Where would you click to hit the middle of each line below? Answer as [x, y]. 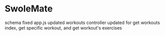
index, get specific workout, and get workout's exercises [63, 27]
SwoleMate [29, 9]
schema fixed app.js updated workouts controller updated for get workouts [82, 22]
